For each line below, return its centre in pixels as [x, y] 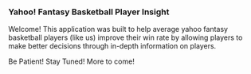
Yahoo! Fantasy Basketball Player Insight [89, 12]
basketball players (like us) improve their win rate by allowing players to [125, 37]
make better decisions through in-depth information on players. [112, 46]
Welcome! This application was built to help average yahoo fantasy [118, 29]
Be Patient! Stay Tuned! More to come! [72, 61]
